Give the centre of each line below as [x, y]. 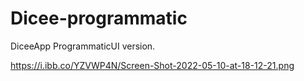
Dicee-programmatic [99, 18]
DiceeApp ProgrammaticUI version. [83, 46]
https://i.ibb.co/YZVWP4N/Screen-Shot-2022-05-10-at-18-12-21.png [152, 65]
